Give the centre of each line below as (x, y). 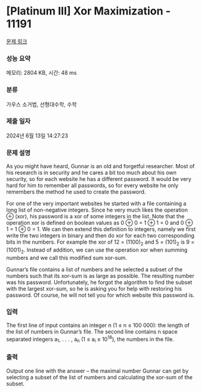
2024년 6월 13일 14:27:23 (37, 135)
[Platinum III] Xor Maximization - (89, 11)
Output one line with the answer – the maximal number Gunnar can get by (97, 371)
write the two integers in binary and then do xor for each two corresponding (100, 236)
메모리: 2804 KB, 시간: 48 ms (41, 73)
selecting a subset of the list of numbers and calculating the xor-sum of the (99, 377)
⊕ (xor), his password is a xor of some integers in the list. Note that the (95, 217)
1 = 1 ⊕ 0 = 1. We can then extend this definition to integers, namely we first (101, 229)
